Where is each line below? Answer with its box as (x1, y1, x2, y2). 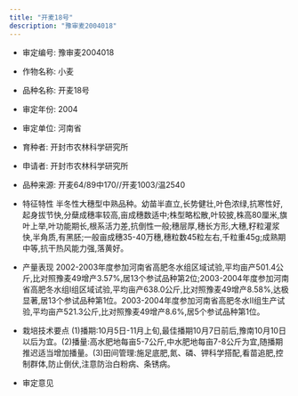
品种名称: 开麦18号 (21, 85, 91, 95)
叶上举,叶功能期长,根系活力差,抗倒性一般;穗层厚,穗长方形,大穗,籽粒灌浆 (21, 220, 280, 231)
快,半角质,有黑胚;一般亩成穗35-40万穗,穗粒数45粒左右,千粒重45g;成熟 (21, 231, 278, 242)
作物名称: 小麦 (21, 66, 74, 77)
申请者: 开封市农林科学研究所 (21, 160, 129, 171)
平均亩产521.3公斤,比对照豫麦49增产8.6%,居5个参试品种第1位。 (32, 306, 265, 317)
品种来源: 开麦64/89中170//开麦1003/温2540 (21, 179, 185, 190)
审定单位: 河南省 (21, 122, 82, 133)
